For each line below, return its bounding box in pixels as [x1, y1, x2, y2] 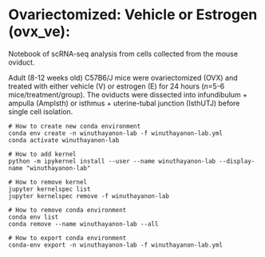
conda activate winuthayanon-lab [8, 136, 120, 144]
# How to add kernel [8, 150, 77, 158]
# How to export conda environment [8, 234, 127, 242]
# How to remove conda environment [8, 206, 127, 214]
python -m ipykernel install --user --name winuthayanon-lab [8, 157, 216, 165]
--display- [219, 157, 255, 165]
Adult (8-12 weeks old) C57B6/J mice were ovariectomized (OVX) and [8, 73, 238, 82]
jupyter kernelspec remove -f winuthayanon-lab [8, 192, 170, 200]
